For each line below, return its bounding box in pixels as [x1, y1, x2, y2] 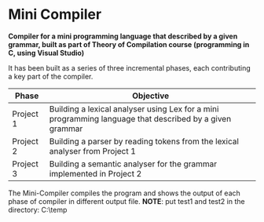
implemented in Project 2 [49, 168, 142, 179]
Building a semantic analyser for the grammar [49, 158, 218, 169]
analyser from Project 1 [49, 145, 136, 156]
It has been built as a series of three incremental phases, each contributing [8, 63, 251, 72]
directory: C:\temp [8, 205, 68, 214]
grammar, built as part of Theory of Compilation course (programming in [8, 39, 250, 49]
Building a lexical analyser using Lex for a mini [49, 104, 219, 115]
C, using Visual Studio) [8, 48, 85, 57]
